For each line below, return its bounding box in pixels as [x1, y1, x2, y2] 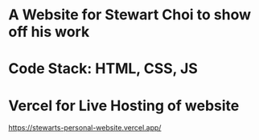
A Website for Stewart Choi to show [8, 6, 252, 24]
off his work [8, 23, 90, 41]
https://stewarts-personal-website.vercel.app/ [8, 123, 162, 133]
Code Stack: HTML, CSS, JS [8, 60, 199, 78]
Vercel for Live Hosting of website [8, 97, 240, 114]
